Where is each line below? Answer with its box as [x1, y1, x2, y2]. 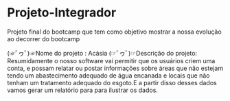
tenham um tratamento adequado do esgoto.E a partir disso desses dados [7, 78, 218, 87]
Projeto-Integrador [7, 5, 117, 21]
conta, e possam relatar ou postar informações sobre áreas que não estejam [7, 64, 224, 72]
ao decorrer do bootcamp [7, 34, 80, 43]
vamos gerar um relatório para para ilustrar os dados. [7, 86, 158, 94]
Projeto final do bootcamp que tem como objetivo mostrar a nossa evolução [7, 27, 222, 36]
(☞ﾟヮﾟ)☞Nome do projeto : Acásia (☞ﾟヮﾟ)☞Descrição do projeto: [7, 49, 198, 57]
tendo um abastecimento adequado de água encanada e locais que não [7, 71, 210, 80]
